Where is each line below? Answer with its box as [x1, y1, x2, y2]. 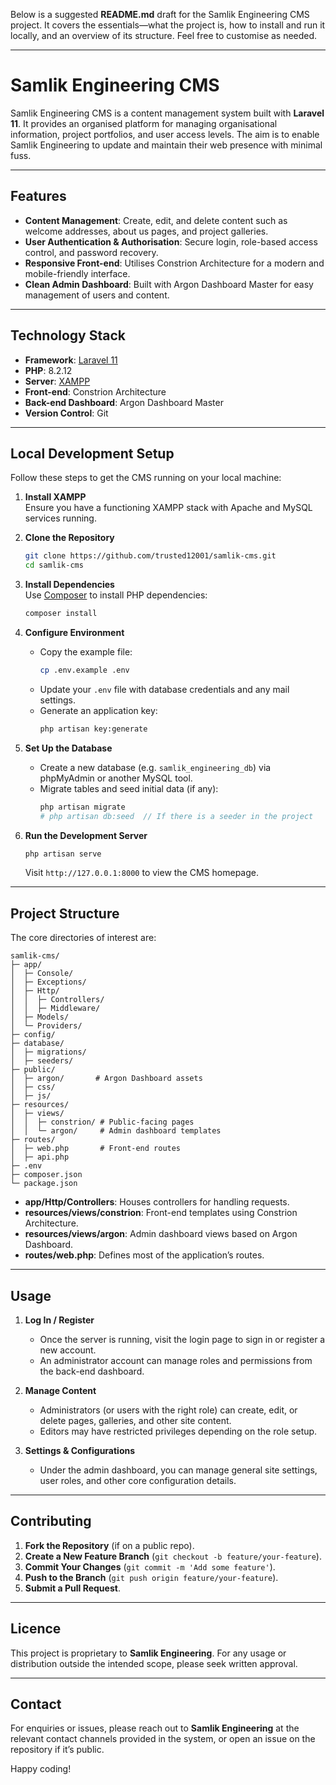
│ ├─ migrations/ [10, 1047, 87, 1058]
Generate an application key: [39, 704, 158, 716]
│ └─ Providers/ [10, 1021, 83, 1031]
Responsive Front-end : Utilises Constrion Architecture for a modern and [24, 257, 325, 269]
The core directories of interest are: [10, 932, 157, 944]
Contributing [10, 1513, 92, 1530]
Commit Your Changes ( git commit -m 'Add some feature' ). [24, 1560, 276, 1573]
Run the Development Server [24, 829, 148, 841]
